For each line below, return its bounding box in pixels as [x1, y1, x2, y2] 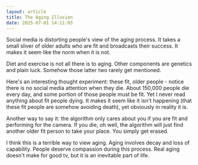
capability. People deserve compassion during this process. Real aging [6, 145, 180, 152]
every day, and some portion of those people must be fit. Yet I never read [6, 91, 186, 98]
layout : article [6, 8, 46, 15]
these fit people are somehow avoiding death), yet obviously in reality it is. [6, 104, 188, 111]
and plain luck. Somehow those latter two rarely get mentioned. [6, 67, 162, 74]
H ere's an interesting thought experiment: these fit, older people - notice [6, 78, 184, 85]
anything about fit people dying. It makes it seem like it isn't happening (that [6, 97, 192, 104]
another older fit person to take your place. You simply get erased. [6, 127, 169, 135]
